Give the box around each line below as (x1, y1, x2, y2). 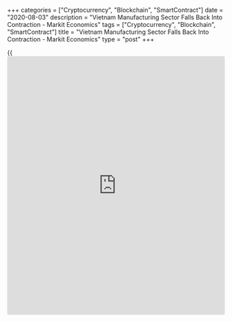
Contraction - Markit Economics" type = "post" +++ (7, 35, 155, 43)
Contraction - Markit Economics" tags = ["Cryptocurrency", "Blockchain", (7, 21, 216, 28)
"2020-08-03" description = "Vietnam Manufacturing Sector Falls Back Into (7, 13, 223, 21)
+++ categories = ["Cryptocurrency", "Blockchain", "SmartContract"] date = (7, 6, 224, 14)
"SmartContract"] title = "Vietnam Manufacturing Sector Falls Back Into (7, 28, 209, 36)
